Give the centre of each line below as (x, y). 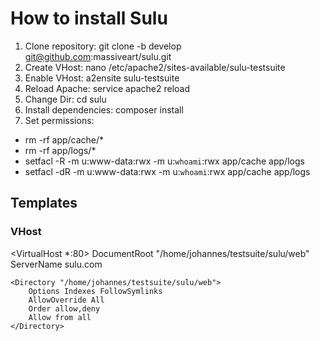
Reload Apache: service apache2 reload (107, 88)
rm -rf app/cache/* (64, 139)
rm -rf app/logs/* (60, 150)
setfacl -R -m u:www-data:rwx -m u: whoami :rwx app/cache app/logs (164, 161)
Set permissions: (59, 120)
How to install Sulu (89, 18)
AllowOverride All (66, 300)
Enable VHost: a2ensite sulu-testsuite (102, 78)
